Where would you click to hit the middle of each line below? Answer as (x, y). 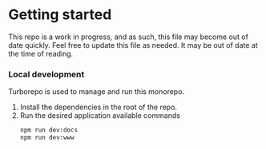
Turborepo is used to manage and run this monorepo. (97, 92)
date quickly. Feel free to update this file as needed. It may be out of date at (133, 45)
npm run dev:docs (49, 130)
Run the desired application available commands (100, 116)
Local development (46, 74)
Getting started (60, 15)
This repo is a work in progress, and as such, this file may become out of (128, 37)
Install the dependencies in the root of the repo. (99, 107)
